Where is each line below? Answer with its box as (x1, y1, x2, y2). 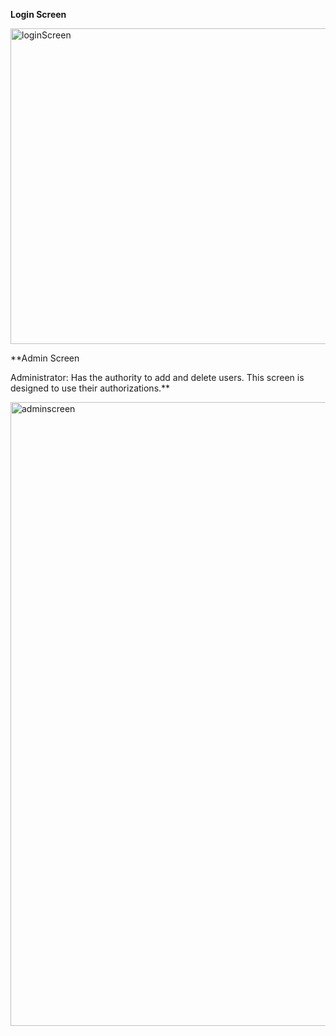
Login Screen (10, 9, 67, 20)
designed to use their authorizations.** (10, 382, 171, 394)
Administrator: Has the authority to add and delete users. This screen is (10, 372, 305, 383)
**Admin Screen (10, 352, 80, 364)
